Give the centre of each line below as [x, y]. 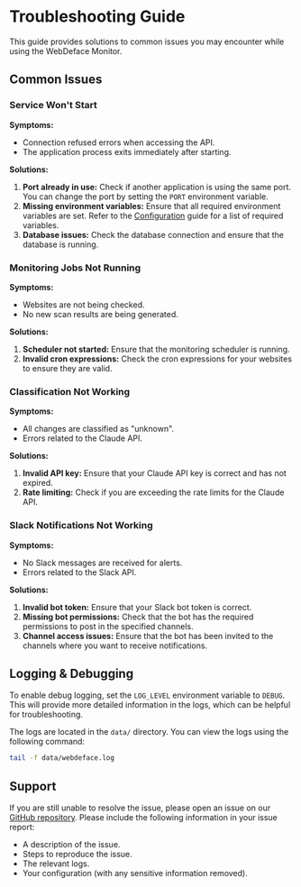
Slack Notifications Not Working [81, 526]
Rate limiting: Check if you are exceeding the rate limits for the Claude [153, 492]
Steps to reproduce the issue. [77, 855]
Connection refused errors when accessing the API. [119, 142]
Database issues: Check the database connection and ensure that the [153, 234]
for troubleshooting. [46, 715]
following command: [47, 742]
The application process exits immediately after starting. [127, 151]
